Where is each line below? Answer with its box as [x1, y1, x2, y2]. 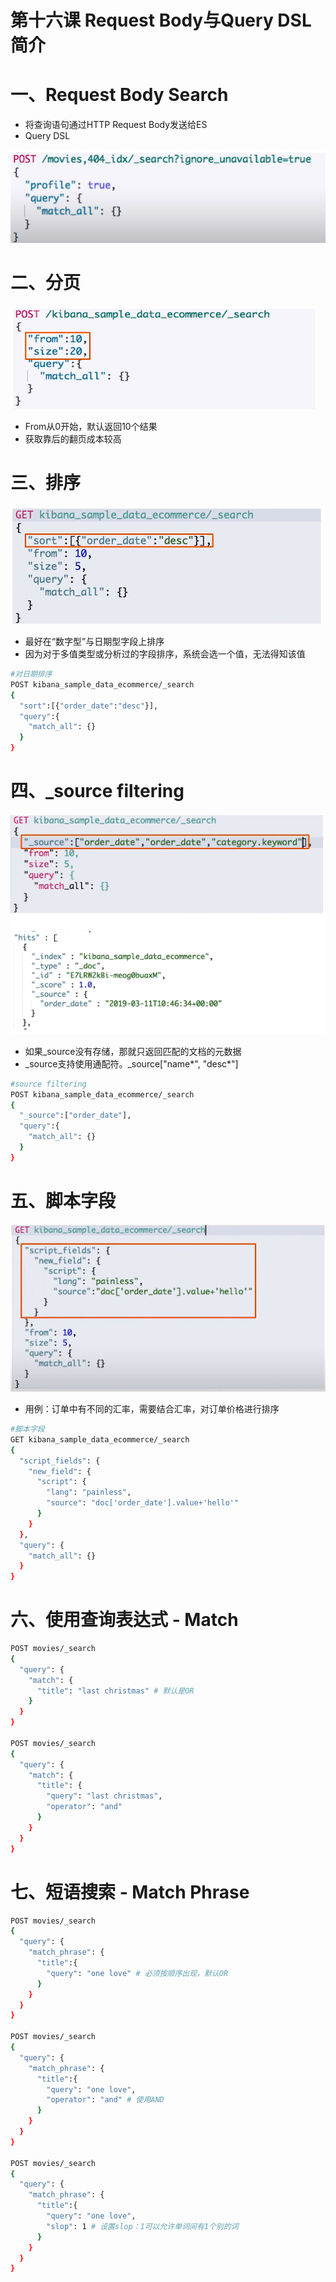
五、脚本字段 [10, 1189, 117, 1212]
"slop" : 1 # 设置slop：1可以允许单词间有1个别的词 [46, 2221, 239, 2231]
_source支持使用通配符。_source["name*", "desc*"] [24, 1057, 239, 1070]
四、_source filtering [10, 780, 185, 803]
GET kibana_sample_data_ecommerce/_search [10, 1434, 190, 1445]
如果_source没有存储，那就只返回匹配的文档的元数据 [24, 1045, 242, 1057]
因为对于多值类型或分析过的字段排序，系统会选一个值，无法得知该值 [24, 648, 306, 660]
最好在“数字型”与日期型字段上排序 [24, 636, 165, 648]
